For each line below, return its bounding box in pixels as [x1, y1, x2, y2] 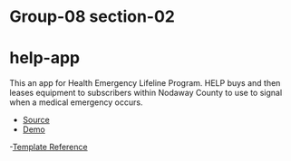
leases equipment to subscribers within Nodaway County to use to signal [9, 88, 283, 99]
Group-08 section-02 [9, 6, 175, 27]
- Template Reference [9, 142, 88, 153]
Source [22, 115, 50, 126]
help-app [9, 48, 81, 69]
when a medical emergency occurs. [9, 97, 143, 108]
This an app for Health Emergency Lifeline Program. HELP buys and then [9, 78, 281, 89]
